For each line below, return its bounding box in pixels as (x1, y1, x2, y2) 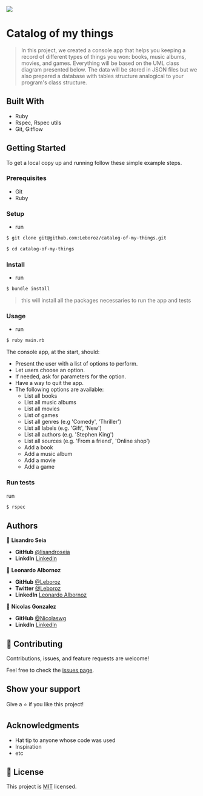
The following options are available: (15, 386, 104, 393)
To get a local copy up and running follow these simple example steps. (6, 159, 182, 166)
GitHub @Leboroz (15, 578, 61, 586)
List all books (24, 392, 58, 400)
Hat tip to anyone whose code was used (15, 737, 116, 744)
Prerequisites (6, 174, 47, 182)
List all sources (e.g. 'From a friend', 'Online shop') (24, 437, 150, 445)
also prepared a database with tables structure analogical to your (21, 72, 184, 79)
